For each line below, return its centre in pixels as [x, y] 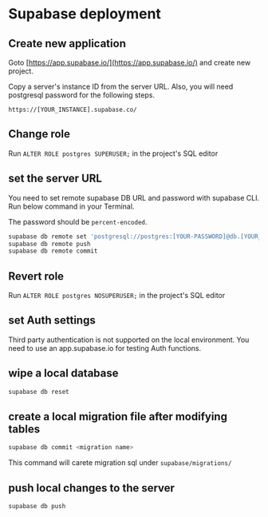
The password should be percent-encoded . [78, 221]
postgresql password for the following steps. [82, 95]
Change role [39, 134]
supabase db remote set [48, 237]
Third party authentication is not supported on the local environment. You [129, 340]
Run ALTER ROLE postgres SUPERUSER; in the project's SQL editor [113, 153]
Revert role [36, 276]
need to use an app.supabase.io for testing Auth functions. [105, 348]
